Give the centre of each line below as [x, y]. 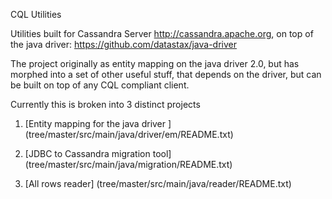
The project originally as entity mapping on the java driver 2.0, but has [155, 63]
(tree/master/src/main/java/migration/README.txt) [128, 164]
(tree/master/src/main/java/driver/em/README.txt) [129, 134]
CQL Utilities [36, 14]
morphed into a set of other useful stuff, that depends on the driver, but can [166, 74]
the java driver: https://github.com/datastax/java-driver [124, 44]
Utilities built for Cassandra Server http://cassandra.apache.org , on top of [162, 33]
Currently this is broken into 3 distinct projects [105, 104]
